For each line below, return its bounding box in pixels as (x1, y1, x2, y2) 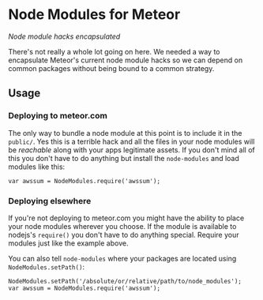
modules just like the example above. (8, 238, 129, 248)
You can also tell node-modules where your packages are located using (8, 253, 237, 263)
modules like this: (8, 162, 66, 171)
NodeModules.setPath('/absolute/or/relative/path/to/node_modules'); (8, 277, 242, 285)
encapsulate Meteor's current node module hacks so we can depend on (8, 55, 243, 65)
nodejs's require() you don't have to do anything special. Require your (8, 230, 239, 239)
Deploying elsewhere (8, 195, 92, 206)
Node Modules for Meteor (8, 6, 181, 24)
